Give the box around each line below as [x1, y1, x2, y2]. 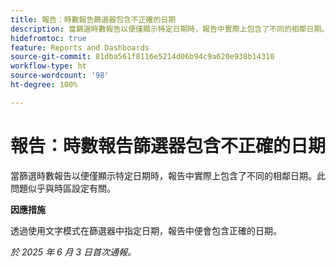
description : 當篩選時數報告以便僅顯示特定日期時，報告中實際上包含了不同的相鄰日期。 [10, 24, 330, 34]
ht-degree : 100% [10, 80, 78, 90]
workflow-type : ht [10, 61, 87, 71]
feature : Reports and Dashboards [10, 42, 150, 53]
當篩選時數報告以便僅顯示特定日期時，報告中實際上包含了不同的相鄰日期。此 [10, 169, 326, 181]
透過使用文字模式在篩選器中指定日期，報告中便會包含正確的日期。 [10, 224, 282, 236]
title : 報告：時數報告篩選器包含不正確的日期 [10, 14, 177, 25]
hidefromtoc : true [10, 33, 87, 43]
